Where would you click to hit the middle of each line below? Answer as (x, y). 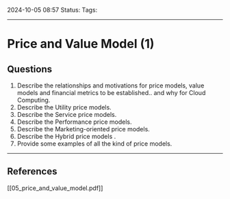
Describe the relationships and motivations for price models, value (111, 85)
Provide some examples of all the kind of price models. (94, 144)
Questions (30, 69)
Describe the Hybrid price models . (66, 136)
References (32, 171)
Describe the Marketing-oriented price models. (84, 129)
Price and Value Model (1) (81, 44)
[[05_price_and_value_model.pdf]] (55, 188)
